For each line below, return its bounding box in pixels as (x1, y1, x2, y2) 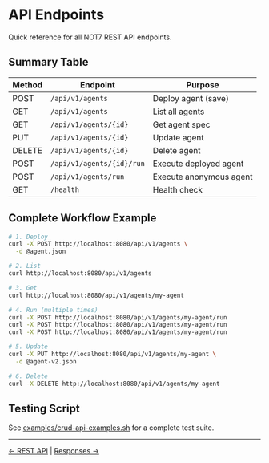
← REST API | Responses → (8, 446, 100, 456)
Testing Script (8, 401, 80, 415)
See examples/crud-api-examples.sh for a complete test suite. (8, 423, 215, 433)
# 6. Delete (8, 372, 48, 380)
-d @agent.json (15, 247, 66, 256)
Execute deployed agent (152, 158, 244, 169)
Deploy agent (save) (152, 92, 230, 104)
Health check (152, 184, 203, 195)
